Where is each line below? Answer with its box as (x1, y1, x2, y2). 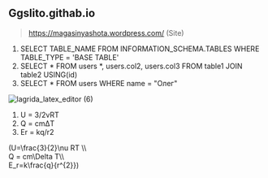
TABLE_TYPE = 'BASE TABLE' (19, 52, 119, 62)
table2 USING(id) (19, 69, 78, 80)
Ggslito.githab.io (8, 7, 96, 20)
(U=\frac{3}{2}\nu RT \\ (8, 142, 87, 153)
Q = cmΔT (19, 118, 55, 128)
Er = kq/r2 (19, 127, 54, 137)
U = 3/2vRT (19, 110, 59, 119)
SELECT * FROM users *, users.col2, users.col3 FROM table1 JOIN (19, 61, 243, 71)
